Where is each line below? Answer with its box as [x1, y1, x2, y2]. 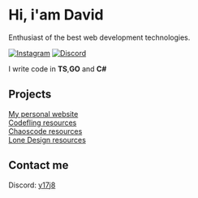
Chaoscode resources [8, 126, 83, 136]
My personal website [8, 109, 79, 118]
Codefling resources [8, 118, 77, 127]
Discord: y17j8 [8, 180, 56, 190]
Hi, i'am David [8, 6, 104, 24]
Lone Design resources [8, 135, 87, 144]
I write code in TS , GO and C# [8, 63, 107, 74]
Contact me [8, 158, 69, 172]
